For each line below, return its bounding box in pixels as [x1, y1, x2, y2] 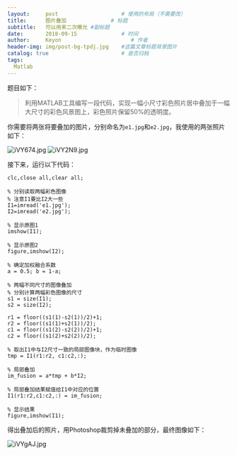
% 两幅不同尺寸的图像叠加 [7, 281, 72, 288]
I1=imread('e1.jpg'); [7, 201, 71, 209]
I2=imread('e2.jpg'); [7, 208, 71, 215]
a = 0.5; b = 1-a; [7, 267, 62, 275]
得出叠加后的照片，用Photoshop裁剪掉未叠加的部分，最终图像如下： [7, 425, 207, 434]
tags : [7, 57, 23, 64]
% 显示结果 [7, 405, 35, 413]
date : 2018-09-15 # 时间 [7, 30, 139, 38]
